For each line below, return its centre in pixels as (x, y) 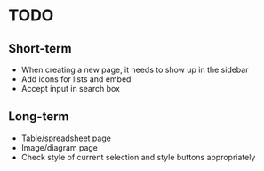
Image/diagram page (60, 147)
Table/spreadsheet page (66, 138)
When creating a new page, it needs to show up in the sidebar (135, 69)
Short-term (40, 49)
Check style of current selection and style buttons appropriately (138, 157)
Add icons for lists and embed (76, 79)
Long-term (39, 117)
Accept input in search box (71, 89)
